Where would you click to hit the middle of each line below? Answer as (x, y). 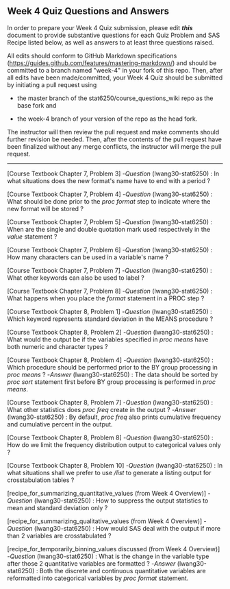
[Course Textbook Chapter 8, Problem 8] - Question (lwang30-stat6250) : (110, 437)
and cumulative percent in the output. (60, 424)
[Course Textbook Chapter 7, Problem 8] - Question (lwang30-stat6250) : (110, 291)
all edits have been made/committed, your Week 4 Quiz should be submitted (115, 77)
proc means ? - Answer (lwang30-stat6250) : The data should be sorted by (113, 374)
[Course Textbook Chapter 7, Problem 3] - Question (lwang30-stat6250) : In (113, 173)
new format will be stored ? (46, 208)
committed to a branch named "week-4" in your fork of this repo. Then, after (115, 70)
